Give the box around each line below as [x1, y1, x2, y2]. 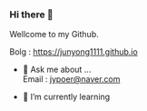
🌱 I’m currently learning [22, 91, 111, 103]
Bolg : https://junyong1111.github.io [9, 46, 138, 57]
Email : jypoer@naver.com [22, 74, 121, 85]
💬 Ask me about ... [22, 64, 92, 76]
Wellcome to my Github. [9, 29, 100, 40]
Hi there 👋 [9, 8, 54, 21]
